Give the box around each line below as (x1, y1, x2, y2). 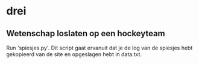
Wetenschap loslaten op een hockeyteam (6, 28, 166, 39)
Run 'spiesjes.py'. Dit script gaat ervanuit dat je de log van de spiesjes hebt (6, 44, 193, 51)
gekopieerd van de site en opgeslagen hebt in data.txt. (6, 51, 142, 58)
